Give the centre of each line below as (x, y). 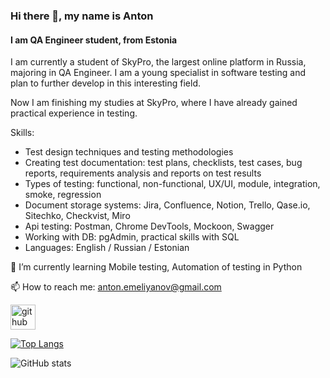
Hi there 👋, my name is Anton (82, 16)
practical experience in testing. (74, 113)
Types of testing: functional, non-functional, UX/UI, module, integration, (172, 184)
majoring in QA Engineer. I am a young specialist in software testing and (158, 73)
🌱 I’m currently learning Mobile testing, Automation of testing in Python (156, 267)
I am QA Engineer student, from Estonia (94, 40)
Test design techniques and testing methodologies (129, 152)
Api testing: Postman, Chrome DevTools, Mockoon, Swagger (149, 226)
